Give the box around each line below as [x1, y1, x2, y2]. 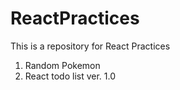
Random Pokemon [24, 59, 101, 71]
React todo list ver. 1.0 [24, 70, 117, 82]
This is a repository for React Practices [10, 40, 171, 52]
